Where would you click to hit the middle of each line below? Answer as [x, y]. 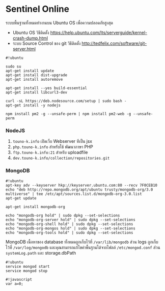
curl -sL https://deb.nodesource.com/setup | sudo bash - [66, 101]
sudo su [14, 66]
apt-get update [21, 198]
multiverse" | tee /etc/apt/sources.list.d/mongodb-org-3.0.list [74, 194]
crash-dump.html [30, 38]
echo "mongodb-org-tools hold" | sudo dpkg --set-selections [69, 232]
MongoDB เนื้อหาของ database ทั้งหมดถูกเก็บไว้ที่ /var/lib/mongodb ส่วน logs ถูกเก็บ [82, 242]
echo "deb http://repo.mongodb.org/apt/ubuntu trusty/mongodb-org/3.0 [79, 190]
